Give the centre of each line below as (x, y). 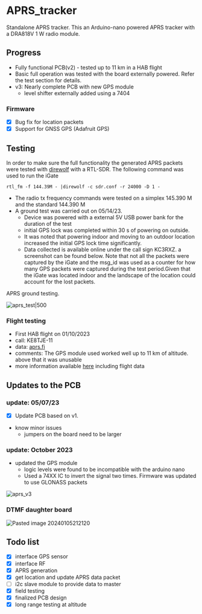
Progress (24, 53)
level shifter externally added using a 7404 (77, 93)
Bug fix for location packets (49, 122)
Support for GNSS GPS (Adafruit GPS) (62, 129)
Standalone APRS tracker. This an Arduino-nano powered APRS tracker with (100, 27)
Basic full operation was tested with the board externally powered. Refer (105, 74)
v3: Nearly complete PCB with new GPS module (74, 87)
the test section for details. (48, 80)
